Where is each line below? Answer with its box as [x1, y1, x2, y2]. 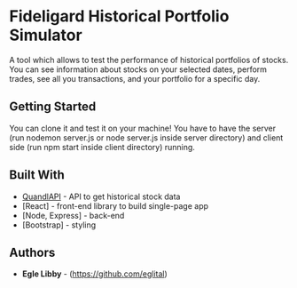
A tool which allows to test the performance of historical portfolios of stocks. [9, 54, 289, 65]
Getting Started [9, 100, 97, 115]
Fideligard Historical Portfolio [9, 6, 230, 27]
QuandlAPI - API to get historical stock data [21, 191, 181, 202]
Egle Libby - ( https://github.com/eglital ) [21, 268, 168, 279]
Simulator [9, 25, 82, 45]
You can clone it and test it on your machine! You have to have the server [9, 123, 277, 133]
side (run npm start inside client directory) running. [9, 141, 195, 152]
